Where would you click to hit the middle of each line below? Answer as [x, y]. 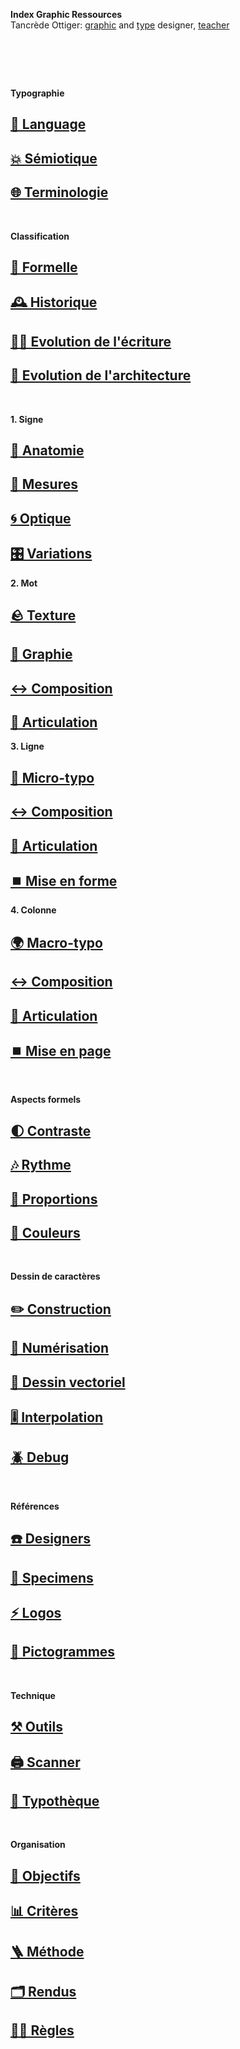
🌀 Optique [41, 518]
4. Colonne [33, 910]
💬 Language [48, 124]
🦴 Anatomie [47, 450]
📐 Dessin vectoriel [68, 1382]
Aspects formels [46, 1100]
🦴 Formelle [44, 267]
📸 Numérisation [60, 1348]
